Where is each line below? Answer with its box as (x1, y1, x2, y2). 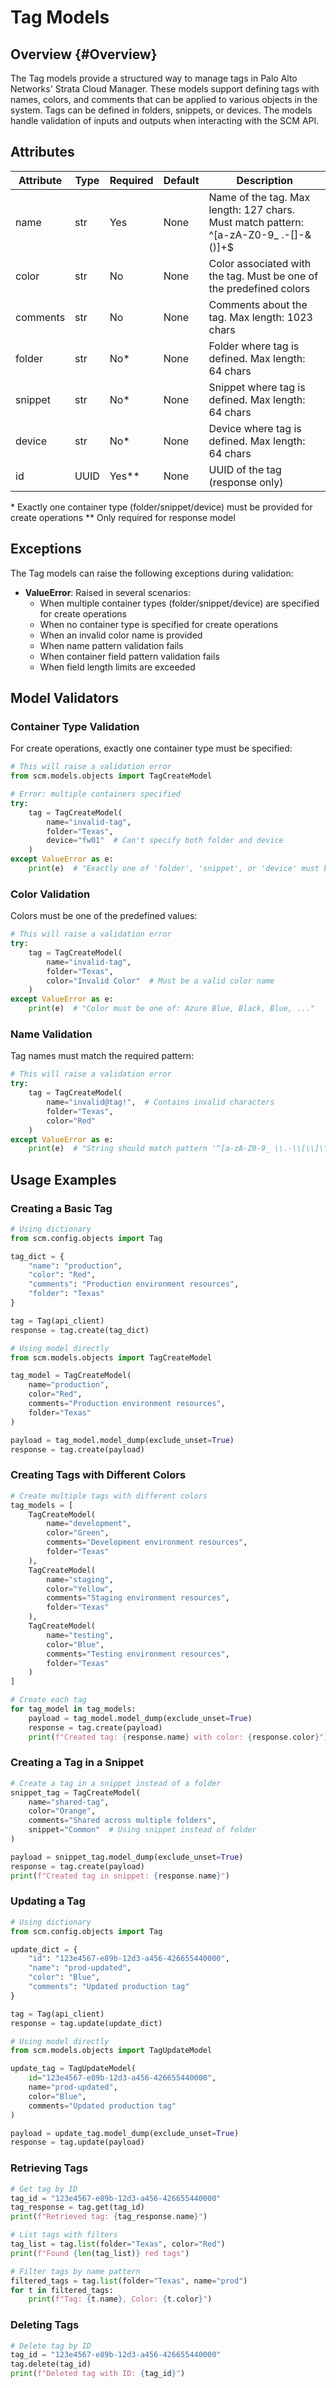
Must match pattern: (208, 215, 304, 229)
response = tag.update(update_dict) (10, 2018, 163, 2028)
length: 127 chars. (208, 202, 296, 216)
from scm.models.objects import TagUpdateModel (10, 2046, 213, 2056)
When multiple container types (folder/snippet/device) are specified (39, 597, 320, 609)
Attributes (10, 144, 75, 161)
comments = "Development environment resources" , (46, 1537, 248, 1548)
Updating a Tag (10, 1894, 86, 1908)
